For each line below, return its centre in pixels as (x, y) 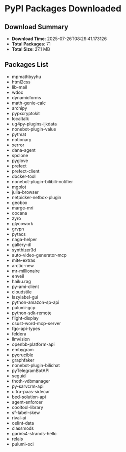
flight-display (25, 318)
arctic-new (23, 265)
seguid (19, 375)
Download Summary (36, 27)
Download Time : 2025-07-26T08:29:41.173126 (59, 39)
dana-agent (24, 150)
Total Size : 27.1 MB (31, 49)
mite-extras (23, 260)
